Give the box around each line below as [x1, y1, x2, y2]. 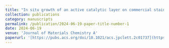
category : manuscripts [5, 16, 53, 21]
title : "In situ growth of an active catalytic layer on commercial [5, 7, 152, 12]
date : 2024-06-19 [5, 26, 42, 31]
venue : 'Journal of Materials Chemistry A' [5, 30, 98, 35]
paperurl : [5, 35, 26, 40]
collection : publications [5, 12, 59, 17]
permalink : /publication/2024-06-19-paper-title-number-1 [5, 21, 129, 26]
